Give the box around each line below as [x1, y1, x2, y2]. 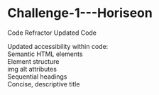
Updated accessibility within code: [7, 42, 109, 50]
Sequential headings [7, 72, 67, 81]
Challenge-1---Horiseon [7, 5, 153, 21]
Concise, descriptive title [7, 79, 80, 88]
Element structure [7, 57, 60, 65]
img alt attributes [7, 65, 57, 73]
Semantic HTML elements [7, 50, 83, 58]
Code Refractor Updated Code [7, 28, 97, 37]
